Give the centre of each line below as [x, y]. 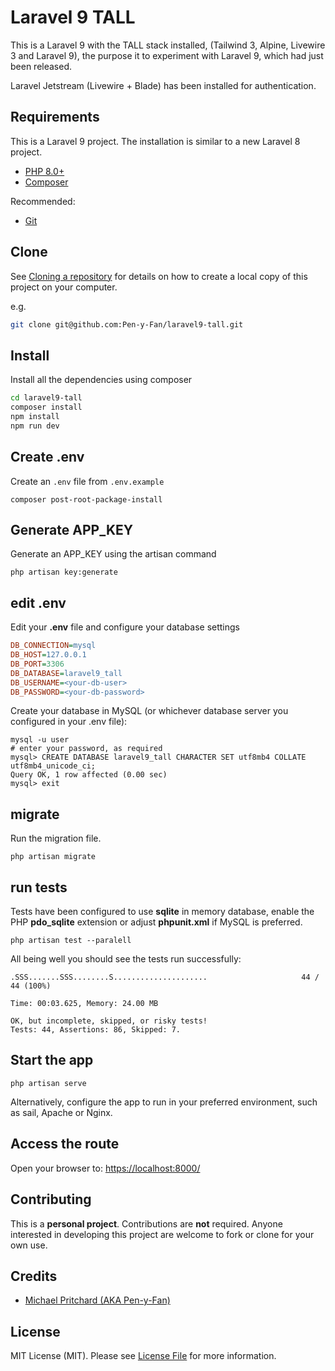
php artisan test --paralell [71, 941]
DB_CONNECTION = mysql [53, 646]
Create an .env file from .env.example [87, 481]
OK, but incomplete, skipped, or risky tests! [109, 1021]
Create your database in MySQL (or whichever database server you [149, 711]
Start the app [52, 1060]
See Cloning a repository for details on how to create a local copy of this [159, 276]
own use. [29, 1245]
